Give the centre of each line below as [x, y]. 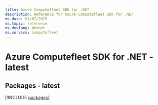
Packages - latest [33, 86]
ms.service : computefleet [32, 33]
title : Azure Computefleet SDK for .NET [47, 10]
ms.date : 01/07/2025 [26, 19]
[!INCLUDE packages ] [27, 97]
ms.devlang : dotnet [25, 28]
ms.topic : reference [26, 23]
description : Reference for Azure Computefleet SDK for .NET [69, 14]
